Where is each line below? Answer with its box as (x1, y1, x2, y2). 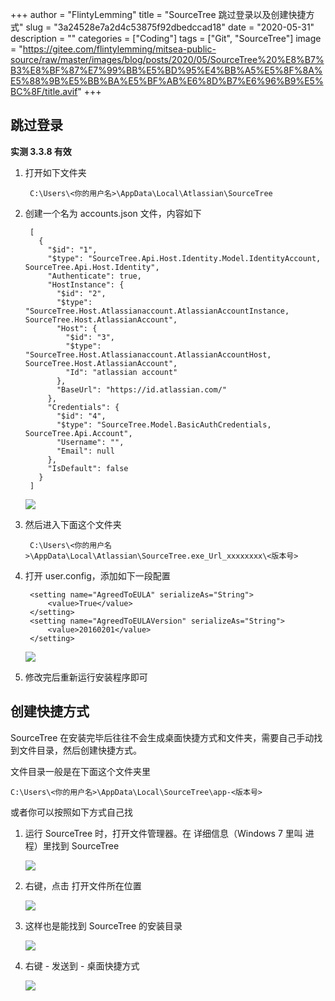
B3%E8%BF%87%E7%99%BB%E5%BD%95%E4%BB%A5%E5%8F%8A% (10, 64, 323, 76)
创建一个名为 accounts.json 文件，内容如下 (24, 207, 202, 219)
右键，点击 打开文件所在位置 (24, 879, 142, 892)
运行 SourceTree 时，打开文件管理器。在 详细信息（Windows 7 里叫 (24, 827, 303, 839)
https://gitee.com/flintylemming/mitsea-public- (22, 43, 217, 55)
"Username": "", (56, 437, 125, 447)
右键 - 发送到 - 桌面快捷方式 (24, 959, 140, 972)
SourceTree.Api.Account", (24, 428, 133, 438)
